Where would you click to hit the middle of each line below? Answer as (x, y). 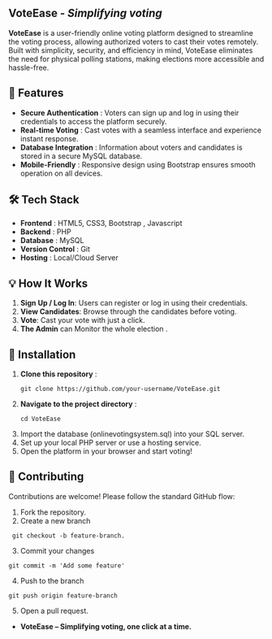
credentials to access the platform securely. (93, 121)
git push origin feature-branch (63, 596)
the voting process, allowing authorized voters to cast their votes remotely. (134, 41)
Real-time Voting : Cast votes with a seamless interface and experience (141, 130)
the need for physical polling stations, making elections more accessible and (136, 59)
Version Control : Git (55, 249)
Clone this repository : (58, 374)
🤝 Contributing (46, 477)
